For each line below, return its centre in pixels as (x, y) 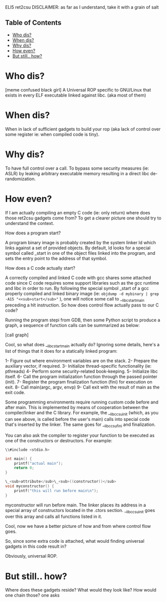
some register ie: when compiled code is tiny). (52, 134)
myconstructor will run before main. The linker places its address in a (76, 505)
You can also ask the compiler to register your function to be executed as (80, 435)
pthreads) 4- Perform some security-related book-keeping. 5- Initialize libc (82, 371)
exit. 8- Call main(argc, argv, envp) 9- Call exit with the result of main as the (83, 387)
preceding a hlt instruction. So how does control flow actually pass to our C (82, 305)
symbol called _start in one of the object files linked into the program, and (80, 253)
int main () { (19, 459)
